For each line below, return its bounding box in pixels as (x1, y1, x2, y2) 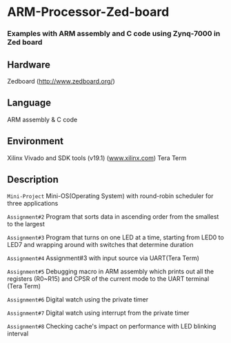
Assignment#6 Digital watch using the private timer (7, 295, 149, 304)
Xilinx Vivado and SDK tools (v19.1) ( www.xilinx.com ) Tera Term (7, 153, 187, 162)
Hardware (7, 59, 50, 70)
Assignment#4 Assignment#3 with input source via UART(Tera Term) (7, 254, 200, 262)
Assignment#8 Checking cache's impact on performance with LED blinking (7, 322, 217, 331)
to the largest (7, 220, 45, 228)
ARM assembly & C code (7, 115, 78, 124)
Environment (7, 135, 64, 147)
